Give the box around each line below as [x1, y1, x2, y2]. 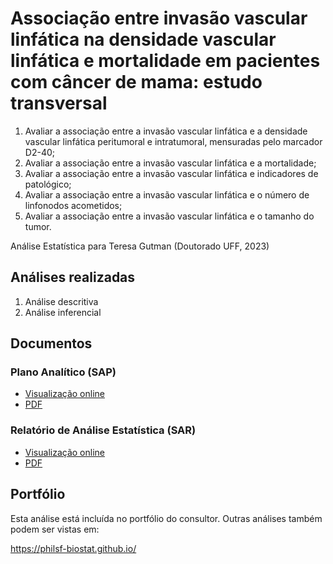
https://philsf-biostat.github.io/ [10, 542, 137, 554]
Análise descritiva [24, 295, 99, 307]
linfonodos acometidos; [24, 199, 123, 211]
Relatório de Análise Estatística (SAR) [10, 423, 197, 437]
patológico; [24, 178, 72, 190]
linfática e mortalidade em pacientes [10, 50, 321, 72]
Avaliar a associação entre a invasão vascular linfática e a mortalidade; [24, 157, 317, 169]
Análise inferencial [24, 306, 102, 318]
